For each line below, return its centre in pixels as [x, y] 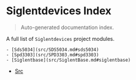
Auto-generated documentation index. [67, 27]
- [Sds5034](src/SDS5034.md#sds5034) [53, 49]
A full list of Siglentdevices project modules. [60, 39]
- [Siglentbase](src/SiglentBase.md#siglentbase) [69, 60]
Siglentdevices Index [59, 11]
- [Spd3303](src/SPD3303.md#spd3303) [53, 55]
